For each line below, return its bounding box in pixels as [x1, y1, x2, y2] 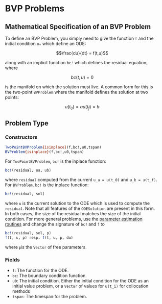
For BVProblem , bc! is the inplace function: [5, 182, 89, 188]
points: [5, 94, 19, 100]
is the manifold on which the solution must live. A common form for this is [5, 84, 153, 90]
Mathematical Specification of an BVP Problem [5, 23, 151, 31]
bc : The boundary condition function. [12, 273, 87, 279]
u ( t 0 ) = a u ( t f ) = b [65, 104, 100, 111]
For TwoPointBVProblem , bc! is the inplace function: [5, 158, 107, 164]
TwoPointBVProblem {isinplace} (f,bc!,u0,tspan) [5, 145, 102, 150]
